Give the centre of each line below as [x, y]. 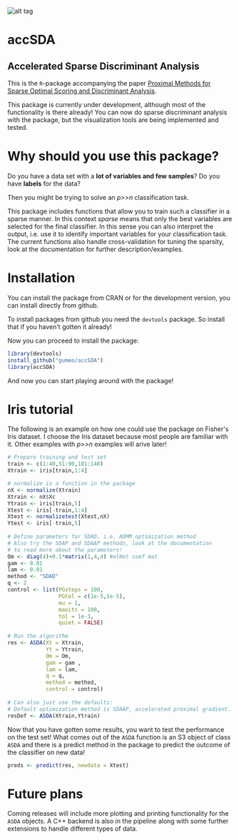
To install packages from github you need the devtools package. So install [116, 319]
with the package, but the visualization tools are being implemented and [113, 120]
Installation [41, 278]
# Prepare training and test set [57, 457]
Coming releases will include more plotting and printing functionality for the [118, 814]
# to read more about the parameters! [65, 550]
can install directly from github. [53, 305]
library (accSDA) [31, 367]
